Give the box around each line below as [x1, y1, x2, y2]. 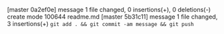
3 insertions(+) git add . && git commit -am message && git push [7, 20, 195, 27]
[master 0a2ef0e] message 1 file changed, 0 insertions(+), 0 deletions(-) [7, 6, 211, 13]
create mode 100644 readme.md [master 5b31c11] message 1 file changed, [7, 13, 218, 21]
